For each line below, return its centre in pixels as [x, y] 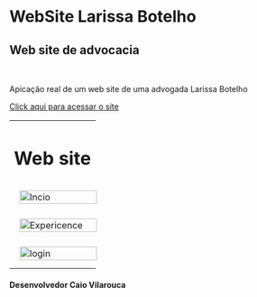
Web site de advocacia [74, 50]
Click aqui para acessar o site [64, 107]
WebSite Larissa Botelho [103, 17]
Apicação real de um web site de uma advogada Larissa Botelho [128, 89]
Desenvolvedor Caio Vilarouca [68, 284]
